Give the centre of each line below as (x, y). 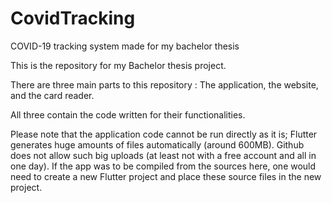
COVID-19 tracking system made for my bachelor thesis (125, 46)
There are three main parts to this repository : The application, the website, (164, 84)
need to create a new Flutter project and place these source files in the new (166, 176)
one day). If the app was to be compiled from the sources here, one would (163, 166)
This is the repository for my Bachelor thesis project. (118, 65)
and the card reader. (52, 95)
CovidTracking (73, 18)
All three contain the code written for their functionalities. (128, 114)
